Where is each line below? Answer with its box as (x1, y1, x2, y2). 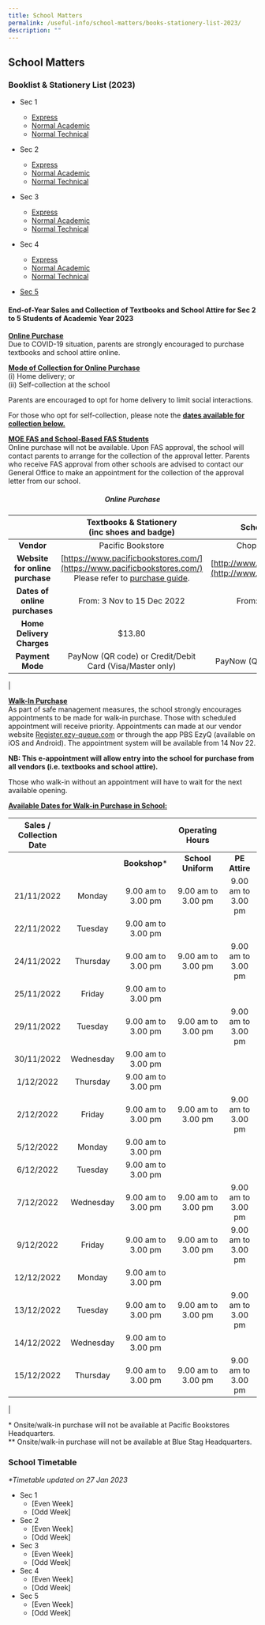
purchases (12, 606, 54, 617)
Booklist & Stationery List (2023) (8, 79, 136, 90)
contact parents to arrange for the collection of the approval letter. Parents (8, 452, 250, 461)
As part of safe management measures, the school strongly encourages (8, 705, 242, 714)
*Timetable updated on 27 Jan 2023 (8, 1475, 128, 1484)
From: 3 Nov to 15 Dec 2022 (78, 595, 185, 607)
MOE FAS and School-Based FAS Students (8, 434, 150, 444)
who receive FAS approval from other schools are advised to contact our (8, 459, 244, 469)
